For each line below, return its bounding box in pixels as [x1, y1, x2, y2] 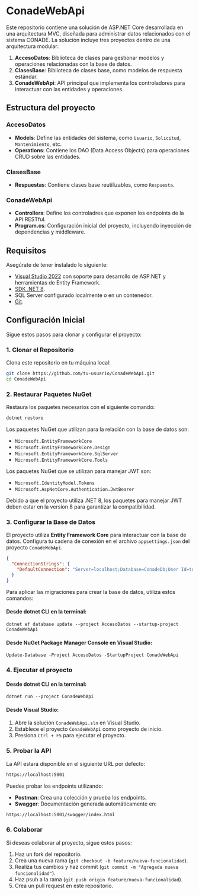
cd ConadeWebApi [6, 376, 46, 382]
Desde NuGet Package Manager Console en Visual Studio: [6, 639, 153, 646]
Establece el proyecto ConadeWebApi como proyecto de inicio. [14, 725, 163, 733]
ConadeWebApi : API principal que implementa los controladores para [14, 79, 185, 87]
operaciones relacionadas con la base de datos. [14, 60, 132, 68]
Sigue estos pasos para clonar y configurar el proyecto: [6, 331, 142, 338]
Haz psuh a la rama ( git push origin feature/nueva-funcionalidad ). [14, 875, 183, 883]
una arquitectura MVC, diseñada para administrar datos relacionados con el [6, 30, 191, 37]
